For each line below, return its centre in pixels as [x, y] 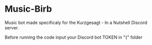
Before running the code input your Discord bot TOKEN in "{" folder [74, 37]
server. [12, 27]
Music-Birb [28, 9]
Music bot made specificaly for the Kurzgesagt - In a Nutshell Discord [76, 22]
